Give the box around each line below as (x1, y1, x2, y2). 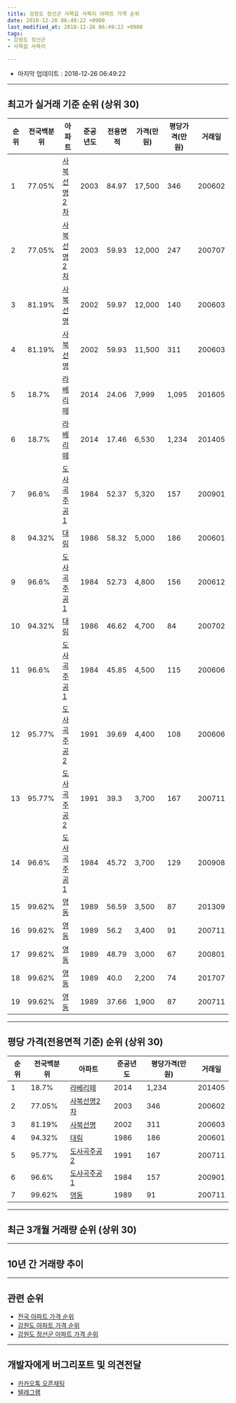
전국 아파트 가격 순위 (17, 1312, 74, 1321)
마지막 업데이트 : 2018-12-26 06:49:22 (17, 70, 126, 77)
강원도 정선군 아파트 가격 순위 (17, 1330, 98, 1338)
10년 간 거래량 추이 (7, 1258, 84, 1270)
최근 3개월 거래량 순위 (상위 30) (7, 1224, 137, 1236)
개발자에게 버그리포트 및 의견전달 (7, 1359, 142, 1371)
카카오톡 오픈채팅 (17, 1379, 65, 1388)
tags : (7, 30, 23, 37)
